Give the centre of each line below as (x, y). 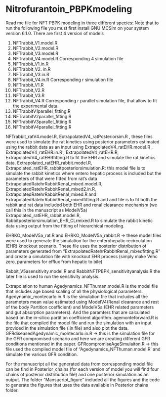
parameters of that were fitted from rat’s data (52, 178)
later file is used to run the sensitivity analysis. (53, 276)
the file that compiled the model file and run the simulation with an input (79, 323)
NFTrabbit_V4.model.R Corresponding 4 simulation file (68, 58)
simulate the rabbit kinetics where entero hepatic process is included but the (83, 173)
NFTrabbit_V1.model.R (35, 43)
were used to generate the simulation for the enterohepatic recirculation (79, 240)
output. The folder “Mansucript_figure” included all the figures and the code (83, 380)
